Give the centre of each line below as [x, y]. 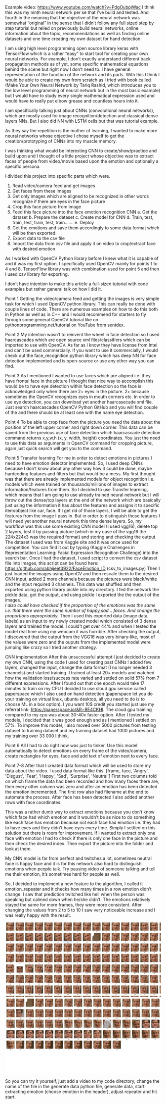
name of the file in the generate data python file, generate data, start [75, 1087]
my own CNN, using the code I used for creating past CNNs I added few [78, 662]
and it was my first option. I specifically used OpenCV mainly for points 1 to [81, 264]
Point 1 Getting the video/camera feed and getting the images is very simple [82, 299]
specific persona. [23, 166]
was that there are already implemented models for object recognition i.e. [80, 479]
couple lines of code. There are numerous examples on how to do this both [82, 309]
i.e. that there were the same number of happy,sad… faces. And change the [83, 610]
